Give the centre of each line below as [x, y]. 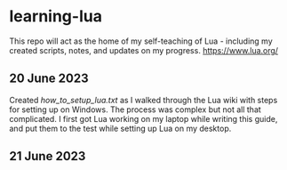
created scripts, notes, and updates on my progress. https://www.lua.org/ [143, 50]
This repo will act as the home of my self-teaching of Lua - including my [141, 41]
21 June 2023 [48, 156]
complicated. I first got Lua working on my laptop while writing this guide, [143, 118]
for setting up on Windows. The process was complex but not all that [136, 109]
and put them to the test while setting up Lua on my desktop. [120, 128]
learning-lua [56, 16]
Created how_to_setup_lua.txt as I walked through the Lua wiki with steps [143, 100]
